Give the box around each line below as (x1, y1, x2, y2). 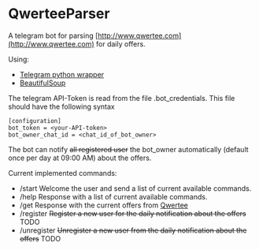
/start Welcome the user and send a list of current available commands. (19, 183, 252, 193)
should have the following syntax (8, 102, 116, 111)
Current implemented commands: (8, 168, 117, 177)
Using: (8, 54, 30, 64)
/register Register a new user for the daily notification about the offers (19, 208, 246, 218)
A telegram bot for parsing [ (8, 31, 98, 40)
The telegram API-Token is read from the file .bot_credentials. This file (8, 93, 235, 103)
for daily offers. (95, 39, 146, 48)
